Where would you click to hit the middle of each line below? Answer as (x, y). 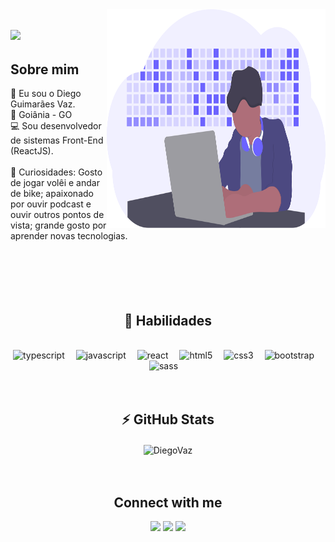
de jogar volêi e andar (55, 183)
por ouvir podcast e (51, 204)
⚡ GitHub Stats (168, 419)
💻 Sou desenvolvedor (56, 126)
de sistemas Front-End (57, 140)
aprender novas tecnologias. (69, 236)
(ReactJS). (32, 151)
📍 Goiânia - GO (41, 115)
